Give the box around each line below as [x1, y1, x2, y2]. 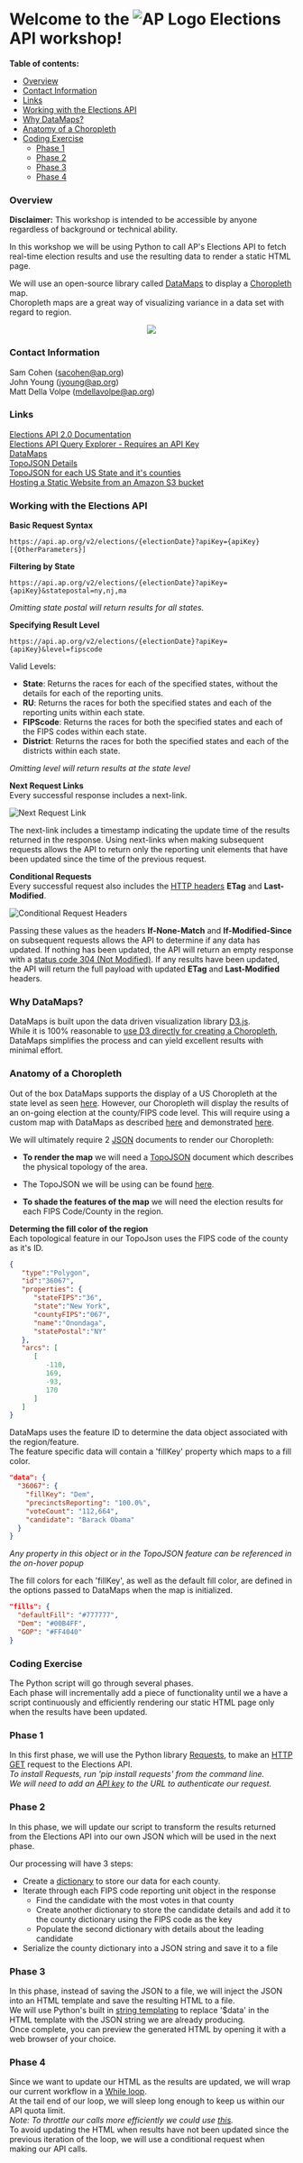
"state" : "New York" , [32, 1302, 111, 1312]
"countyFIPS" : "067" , [32, 1310, 111, 1319]
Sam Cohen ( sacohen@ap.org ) [9, 366, 124, 378]
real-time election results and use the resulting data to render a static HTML [9, 251, 291, 262]
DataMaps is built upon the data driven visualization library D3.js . [9, 1016, 251, 1027]
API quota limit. [9, 2105, 66, 2116]
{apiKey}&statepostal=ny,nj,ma [9, 586, 127, 595]
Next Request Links [9, 780, 84, 791]
